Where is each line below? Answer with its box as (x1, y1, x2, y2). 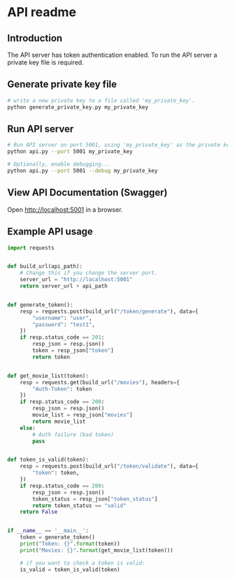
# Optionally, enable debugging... (7, 161, 111, 168)
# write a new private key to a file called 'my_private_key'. (7, 97, 196, 104)
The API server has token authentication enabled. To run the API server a (7, 50, 218, 59)
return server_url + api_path (20, 283, 108, 290)
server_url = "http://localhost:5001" (20, 276, 133, 283)
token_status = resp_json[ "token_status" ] (32, 495, 158, 502)
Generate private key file (7, 79, 117, 90)
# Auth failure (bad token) (32, 431, 114, 438)
